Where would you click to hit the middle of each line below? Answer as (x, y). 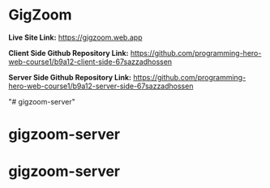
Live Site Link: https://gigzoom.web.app (75, 37)
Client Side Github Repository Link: (69, 53)
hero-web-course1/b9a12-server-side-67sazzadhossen (101, 86)
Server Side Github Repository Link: (70, 77)
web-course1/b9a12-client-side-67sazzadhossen (90, 62)
